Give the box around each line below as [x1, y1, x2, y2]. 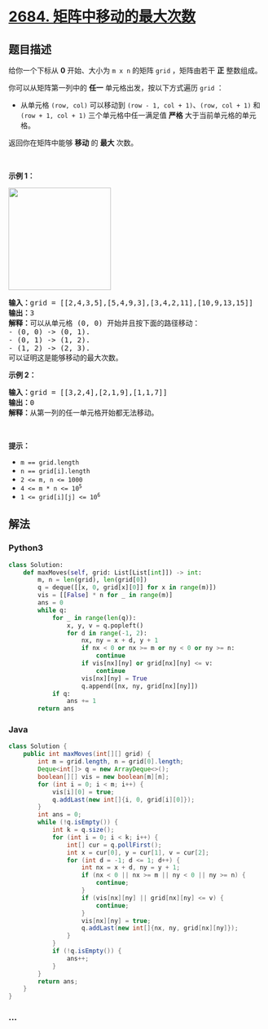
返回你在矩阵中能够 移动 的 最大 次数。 [8, 138, 138, 147]
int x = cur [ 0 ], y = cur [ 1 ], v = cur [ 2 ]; [66, 848, 209, 856]
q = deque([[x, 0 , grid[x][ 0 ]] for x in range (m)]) [37, 583, 217, 591]
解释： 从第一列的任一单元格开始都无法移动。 [8, 408, 159, 417]
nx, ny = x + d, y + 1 [81, 636, 159, 644]
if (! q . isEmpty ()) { [51, 947, 122, 956]
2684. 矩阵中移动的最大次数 [8, 7, 196, 26]
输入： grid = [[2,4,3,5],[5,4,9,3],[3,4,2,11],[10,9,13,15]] [8, 298, 254, 307]
